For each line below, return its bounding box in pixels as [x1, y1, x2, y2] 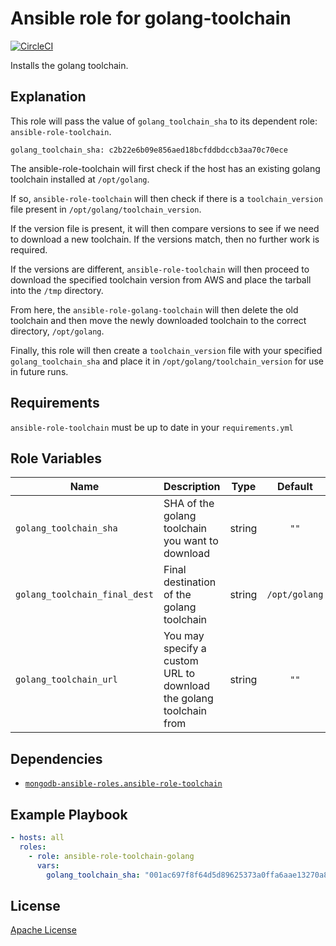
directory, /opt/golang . [10, 325, 105, 337]
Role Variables [10, 450, 102, 467]
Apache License [10, 924, 77, 936]
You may [163, 629, 205, 643]
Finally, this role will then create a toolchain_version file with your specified [10, 344, 323, 356]
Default [277, 480, 313, 494]
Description [163, 480, 221, 494]
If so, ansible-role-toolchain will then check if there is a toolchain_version [10, 192, 323, 204]
